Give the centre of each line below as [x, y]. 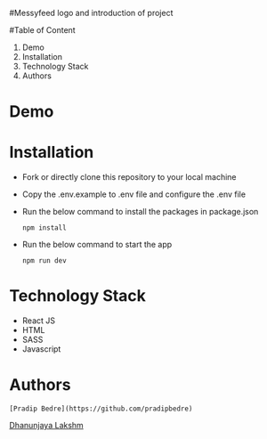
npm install [44, 228]
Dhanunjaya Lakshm [47, 425]
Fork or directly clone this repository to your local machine [129, 177]
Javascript [41, 349]
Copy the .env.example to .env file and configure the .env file [134, 194]
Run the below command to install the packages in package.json [140, 212]
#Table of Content [42, 30]
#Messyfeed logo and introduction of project [91, 13]
